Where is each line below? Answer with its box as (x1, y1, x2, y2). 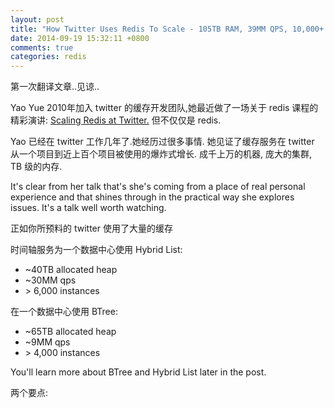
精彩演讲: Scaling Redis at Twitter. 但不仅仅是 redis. (10, 114, 222, 126)
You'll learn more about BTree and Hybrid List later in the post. (10, 366, 267, 378)
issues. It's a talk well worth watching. (10, 202, 167, 214)
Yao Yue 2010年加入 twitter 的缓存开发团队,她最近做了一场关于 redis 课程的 (10, 102, 319, 114)
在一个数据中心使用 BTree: (10, 306, 118, 318)
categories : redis (10, 52, 87, 62)
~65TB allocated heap (24, 326, 117, 338)
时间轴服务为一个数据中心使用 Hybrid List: (10, 244, 183, 256)
